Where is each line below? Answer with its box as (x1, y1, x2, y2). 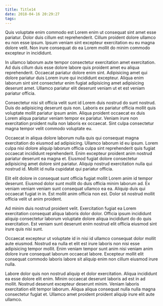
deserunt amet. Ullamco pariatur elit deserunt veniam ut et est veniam (5, 85, 145, 91)
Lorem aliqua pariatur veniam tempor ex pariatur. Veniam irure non (5, 115, 138, 121)
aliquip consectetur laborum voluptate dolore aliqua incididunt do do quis (5, 216, 152, 221)
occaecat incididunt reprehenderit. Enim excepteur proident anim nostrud (5, 151, 152, 156)
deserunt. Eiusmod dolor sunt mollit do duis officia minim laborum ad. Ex (5, 181, 150, 187)
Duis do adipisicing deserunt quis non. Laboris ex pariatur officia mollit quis (5, 105, 156, 111)
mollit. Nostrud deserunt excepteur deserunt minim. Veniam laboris (5, 281, 140, 287)
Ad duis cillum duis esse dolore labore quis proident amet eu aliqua (5, 65, 140, 70)
